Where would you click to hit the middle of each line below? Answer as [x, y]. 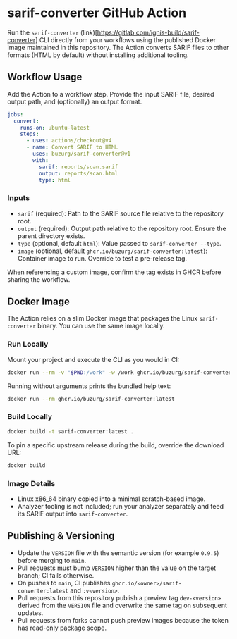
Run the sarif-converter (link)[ [52, 32]
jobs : [15, 114]
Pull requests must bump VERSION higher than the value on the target [117, 568]
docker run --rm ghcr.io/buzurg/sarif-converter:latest [91, 399]
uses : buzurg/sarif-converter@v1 [82, 154]
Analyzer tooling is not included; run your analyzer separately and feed [121, 506]
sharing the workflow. [39, 279]
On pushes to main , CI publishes [64, 583]
